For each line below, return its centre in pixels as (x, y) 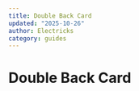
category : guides (38, 38)
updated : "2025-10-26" (46, 23)
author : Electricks (41, 31)
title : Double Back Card (50, 16)
